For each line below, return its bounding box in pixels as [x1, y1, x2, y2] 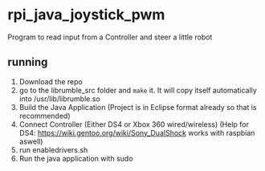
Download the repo [18, 76, 84, 86]
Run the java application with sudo [18, 153, 133, 163]
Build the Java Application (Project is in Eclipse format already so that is [18, 102, 257, 112]
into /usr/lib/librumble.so [18, 94, 101, 104]
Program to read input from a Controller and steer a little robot [7, 32, 213, 42]
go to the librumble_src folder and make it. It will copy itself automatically [18, 85, 258, 95]
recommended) [18, 111, 71, 120]
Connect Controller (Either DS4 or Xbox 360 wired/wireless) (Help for [18, 119, 250, 129]
